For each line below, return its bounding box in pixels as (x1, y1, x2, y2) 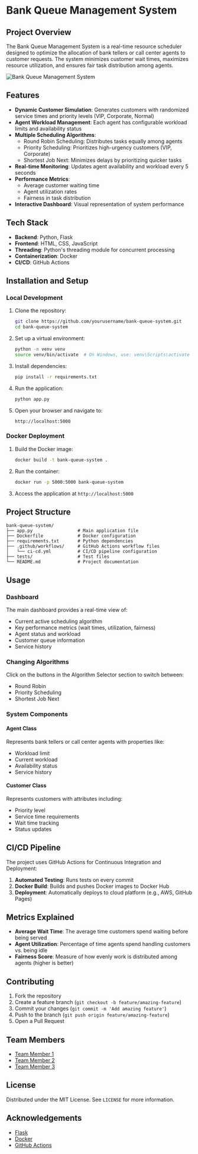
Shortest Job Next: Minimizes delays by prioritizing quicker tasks (23, 156, 182, 164)
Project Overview (6, 27, 72, 37)
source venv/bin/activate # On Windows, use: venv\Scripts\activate (14, 351, 190, 357)
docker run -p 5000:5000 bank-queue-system (14, 479, 124, 485)
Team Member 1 (14, 1050, 54, 1057)
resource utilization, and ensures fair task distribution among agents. (6, 62, 174, 69)
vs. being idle (14, 947, 48, 954)
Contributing (6, 976, 54, 987)
